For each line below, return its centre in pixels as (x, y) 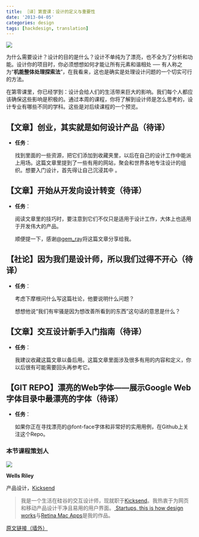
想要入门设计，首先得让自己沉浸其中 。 (73, 170)
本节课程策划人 (28, 451)
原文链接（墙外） (27, 528)
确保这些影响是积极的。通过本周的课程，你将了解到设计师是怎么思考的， (99, 99)
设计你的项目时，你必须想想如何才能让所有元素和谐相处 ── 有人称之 (99, 64)
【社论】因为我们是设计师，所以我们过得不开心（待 (99, 259)
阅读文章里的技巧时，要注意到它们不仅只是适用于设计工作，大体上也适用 (103, 219)
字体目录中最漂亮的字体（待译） (65, 399)
